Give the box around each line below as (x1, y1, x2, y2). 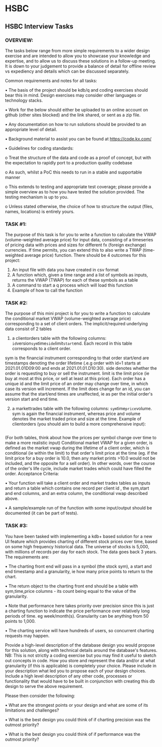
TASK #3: (5, 522, 28, 529)
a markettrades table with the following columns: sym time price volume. (12, 406, 152, 412)
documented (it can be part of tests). (5, 510, 79, 516)
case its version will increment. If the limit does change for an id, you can (5, 386, 150, 392)
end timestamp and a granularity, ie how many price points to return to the (5, 568, 153, 574)
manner (5, 174, 21, 180)
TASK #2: (5, 300, 28, 306)
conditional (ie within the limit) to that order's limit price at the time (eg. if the (5, 450, 158, 456)
